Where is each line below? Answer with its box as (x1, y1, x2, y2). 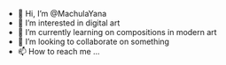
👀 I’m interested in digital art (17, 18, 121, 28)
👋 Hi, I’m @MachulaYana (17, 9, 107, 18)
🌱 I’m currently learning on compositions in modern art (17, 27, 217, 37)
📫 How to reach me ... (17, 47, 100, 56)
